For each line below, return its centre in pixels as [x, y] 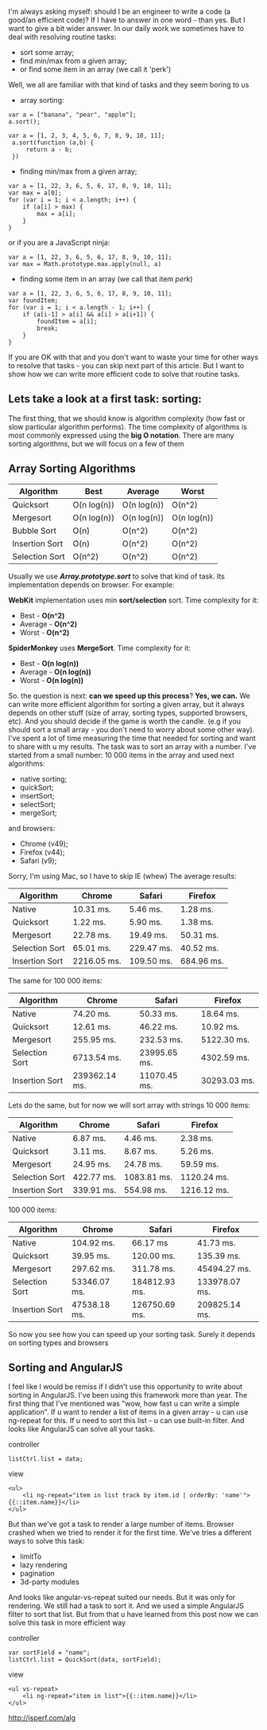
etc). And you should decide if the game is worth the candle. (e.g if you [124, 721]
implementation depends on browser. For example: [91, 584]
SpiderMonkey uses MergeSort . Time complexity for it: [99, 648]
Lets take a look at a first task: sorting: [105, 399]
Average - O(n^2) [48, 624]
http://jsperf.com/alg [42, 1718]
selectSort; [38, 804]
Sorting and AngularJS [66, 1368]
